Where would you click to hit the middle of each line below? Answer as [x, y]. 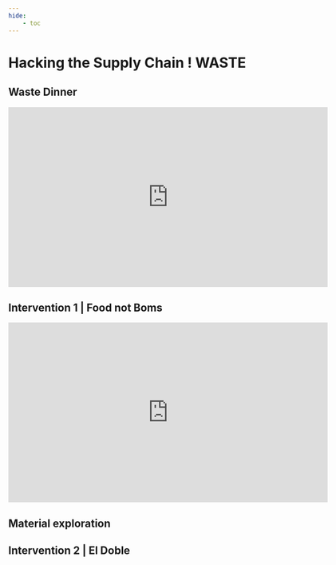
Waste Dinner [43, 92]
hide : [17, 16]
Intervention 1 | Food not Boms [85, 307]
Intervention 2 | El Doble [69, 551]
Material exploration [59, 523]
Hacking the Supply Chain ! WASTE [127, 63]
